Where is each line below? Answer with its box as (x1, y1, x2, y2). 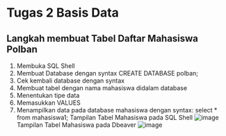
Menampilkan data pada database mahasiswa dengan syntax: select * (16, 106, 218, 114)
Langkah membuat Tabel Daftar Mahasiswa (6, 33, 199, 44)
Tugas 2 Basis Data (6, 5, 120, 21)
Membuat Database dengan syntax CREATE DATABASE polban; (16, 69, 199, 77)
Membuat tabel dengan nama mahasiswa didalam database (16, 84, 188, 92)
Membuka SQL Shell (16, 62, 75, 70)
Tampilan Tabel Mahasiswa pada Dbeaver (16, 121, 136, 129)
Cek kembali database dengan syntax (16, 76, 125, 85)
